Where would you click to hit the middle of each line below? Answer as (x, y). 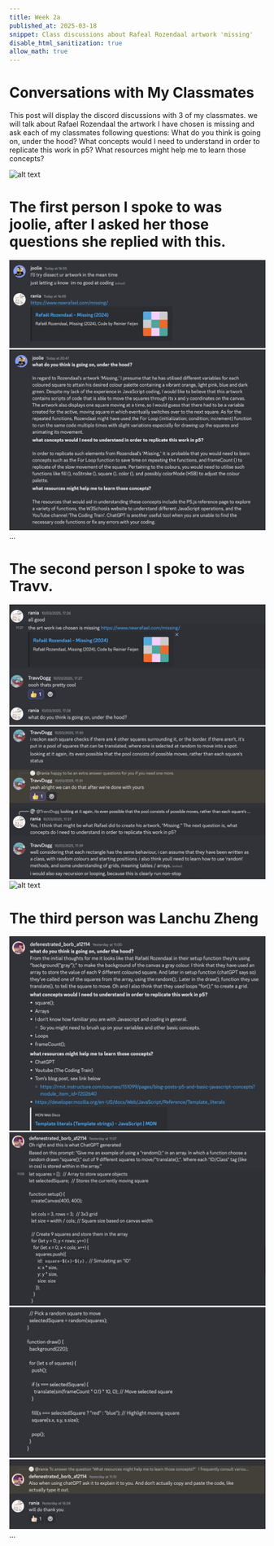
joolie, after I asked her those (109, 225)
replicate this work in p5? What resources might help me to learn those (128, 150)
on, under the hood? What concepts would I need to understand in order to (135, 142)
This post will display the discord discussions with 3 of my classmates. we (134, 116)
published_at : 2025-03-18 (53, 26)
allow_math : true (39, 52)
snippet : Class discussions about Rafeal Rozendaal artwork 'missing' (131, 34)
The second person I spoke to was (127, 569)
